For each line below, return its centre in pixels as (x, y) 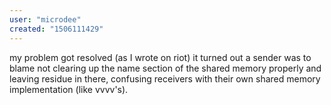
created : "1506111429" (56, 29)
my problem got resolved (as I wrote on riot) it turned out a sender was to (160, 57)
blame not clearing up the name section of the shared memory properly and (165, 68)
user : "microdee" (45, 19)
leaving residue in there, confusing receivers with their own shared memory (165, 78)
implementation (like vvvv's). (69, 89)
